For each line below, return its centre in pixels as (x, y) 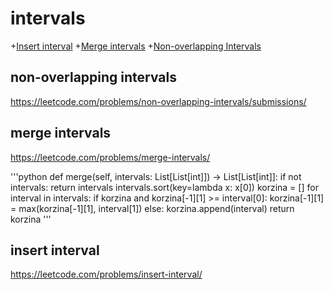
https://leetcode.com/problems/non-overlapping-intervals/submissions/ (158, 101)
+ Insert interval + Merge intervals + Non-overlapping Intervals (136, 46)
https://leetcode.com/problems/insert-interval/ (106, 274)
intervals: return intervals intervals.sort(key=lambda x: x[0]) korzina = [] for (164, 187)
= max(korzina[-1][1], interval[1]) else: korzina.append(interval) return (152, 208)
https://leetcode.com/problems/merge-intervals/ (110, 157)
